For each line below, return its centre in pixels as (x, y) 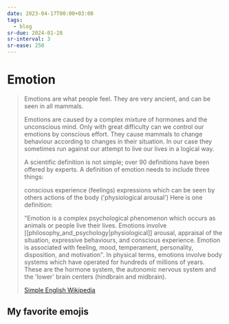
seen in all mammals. (54, 106)
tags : (15, 20)
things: (34, 176)
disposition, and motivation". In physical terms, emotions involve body (123, 254)
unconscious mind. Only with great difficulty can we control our (114, 126)
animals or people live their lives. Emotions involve (95, 225)
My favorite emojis (48, 312)
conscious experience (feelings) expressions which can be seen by (119, 190)
